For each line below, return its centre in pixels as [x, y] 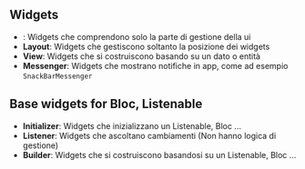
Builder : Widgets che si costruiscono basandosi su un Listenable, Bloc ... [159, 154]
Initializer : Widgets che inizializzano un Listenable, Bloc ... [132, 125]
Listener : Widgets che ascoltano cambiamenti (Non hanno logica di [149, 135]
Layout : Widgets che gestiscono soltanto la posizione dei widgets [146, 46]
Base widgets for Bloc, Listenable [106, 104]
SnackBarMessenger [57, 76]
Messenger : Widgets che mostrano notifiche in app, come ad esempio [155, 65]
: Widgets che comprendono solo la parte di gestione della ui [137, 36]
